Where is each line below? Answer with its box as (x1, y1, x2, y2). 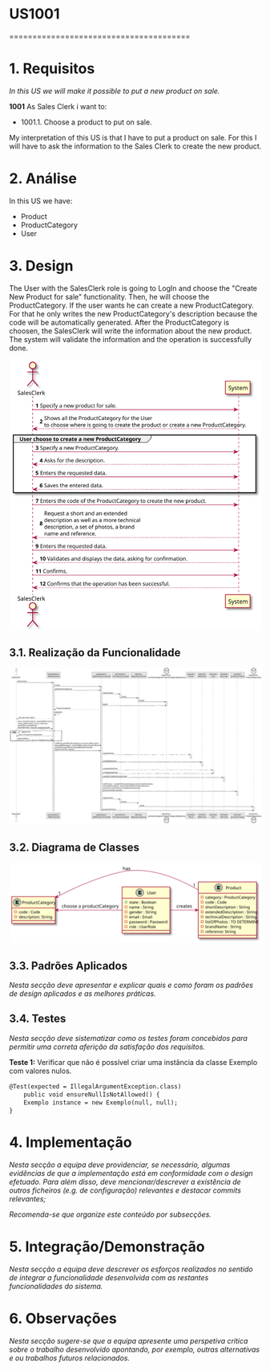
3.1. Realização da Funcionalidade (9, 646, 181, 659)
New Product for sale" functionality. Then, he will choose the (9, 292, 210, 301)
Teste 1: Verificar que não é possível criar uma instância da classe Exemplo (9, 1057, 258, 1067)
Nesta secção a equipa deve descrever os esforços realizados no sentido (9, 1264, 253, 1274)
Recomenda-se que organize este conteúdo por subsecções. (9, 1210, 212, 1219)
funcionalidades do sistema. (9, 1281, 103, 1291)
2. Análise (9, 169, 77, 188)
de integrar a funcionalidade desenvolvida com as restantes (9, 1272, 209, 1282)
